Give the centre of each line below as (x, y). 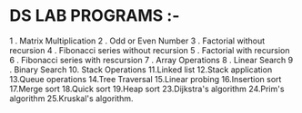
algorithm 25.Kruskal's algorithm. (71, 98)
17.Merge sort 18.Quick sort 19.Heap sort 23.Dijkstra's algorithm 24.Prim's (147, 89)
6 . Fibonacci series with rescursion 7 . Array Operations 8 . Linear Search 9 (151, 60)
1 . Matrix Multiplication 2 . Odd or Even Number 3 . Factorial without (137, 41)
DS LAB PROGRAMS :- (95, 16)
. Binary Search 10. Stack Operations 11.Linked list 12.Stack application (141, 70)
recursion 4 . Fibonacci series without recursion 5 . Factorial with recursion (150, 50)
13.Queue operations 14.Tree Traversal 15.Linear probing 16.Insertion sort (146, 79)
